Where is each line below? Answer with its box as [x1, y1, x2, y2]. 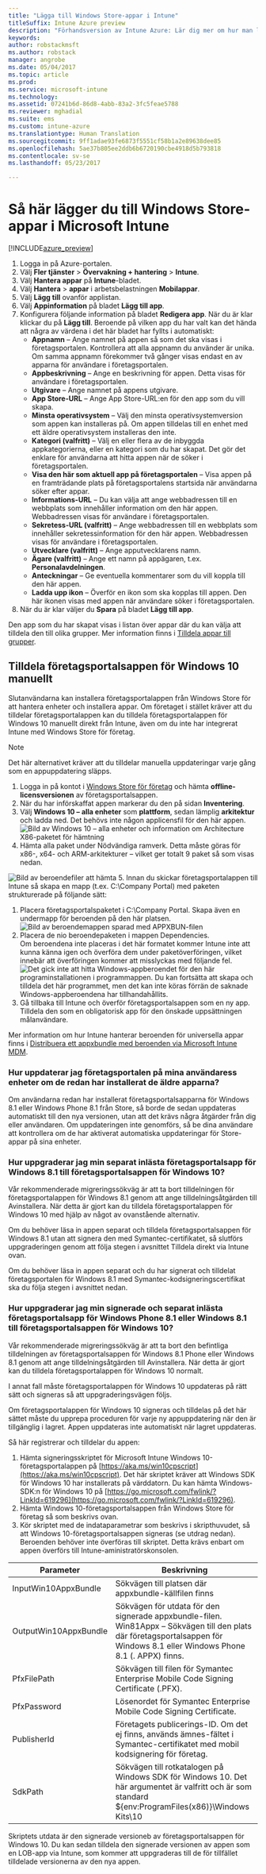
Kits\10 [115, 1811, 142, 1822]
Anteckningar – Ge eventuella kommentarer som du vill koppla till [31, 571, 245, 580]
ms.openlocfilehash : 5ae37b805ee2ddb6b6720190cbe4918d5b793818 [8, 144, 222, 152]
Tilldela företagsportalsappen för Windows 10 [8, 660, 240, 673]
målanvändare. [19, 1014, 69, 1024]
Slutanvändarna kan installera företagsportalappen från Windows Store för [8, 693, 251, 702]
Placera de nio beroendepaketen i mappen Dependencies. [19, 930, 210, 940]
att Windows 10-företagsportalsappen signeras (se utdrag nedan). [19, 1529, 236, 1538]
